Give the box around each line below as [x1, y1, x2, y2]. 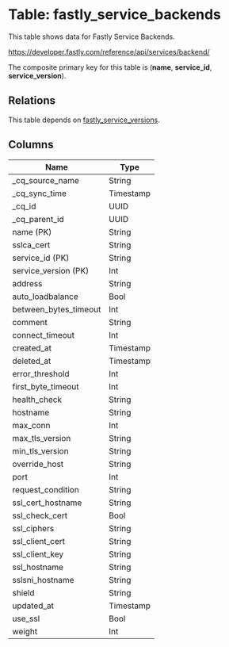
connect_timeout [12, 329, 75, 340]
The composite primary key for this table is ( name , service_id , [8, 62, 212, 72]
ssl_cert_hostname [12, 497, 82, 508]
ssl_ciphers [12, 523, 55, 534]
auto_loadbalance [12, 291, 79, 302]
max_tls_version [12, 432, 71, 443]
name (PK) [12, 226, 52, 237]
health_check [12, 394, 62, 405]
